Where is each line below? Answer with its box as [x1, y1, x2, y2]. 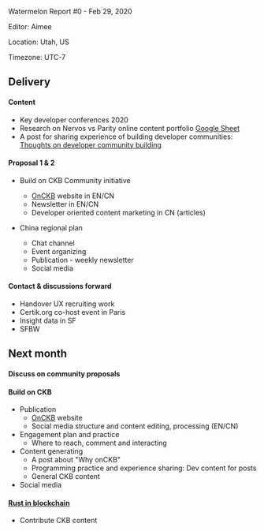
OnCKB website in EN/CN [31, 191, 114, 200]
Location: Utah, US [8, 37, 69, 47]
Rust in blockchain [8, 498, 70, 507]
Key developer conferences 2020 [19, 114, 128, 125]
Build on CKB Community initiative [19, 175, 132, 185]
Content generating [19, 447, 84, 456]
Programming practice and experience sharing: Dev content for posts [31, 463, 257, 473]
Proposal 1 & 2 [8, 158, 55, 168]
